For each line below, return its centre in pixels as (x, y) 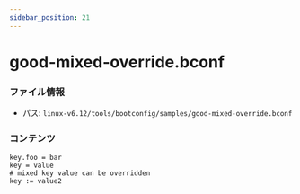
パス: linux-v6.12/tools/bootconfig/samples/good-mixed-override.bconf (157, 113)
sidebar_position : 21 (50, 18)
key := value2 (36, 181)
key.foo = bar (36, 158)
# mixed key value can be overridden (80, 173)
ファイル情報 (37, 92)
